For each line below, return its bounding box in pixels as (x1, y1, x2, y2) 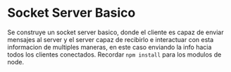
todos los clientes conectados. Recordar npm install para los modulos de (7, 50, 222, 59)
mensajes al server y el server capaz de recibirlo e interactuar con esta (7, 35, 214, 43)
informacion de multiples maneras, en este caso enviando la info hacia (7, 43, 212, 51)
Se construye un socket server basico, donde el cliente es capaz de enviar (7, 28, 224, 36)
